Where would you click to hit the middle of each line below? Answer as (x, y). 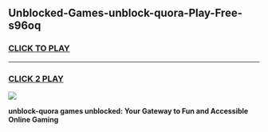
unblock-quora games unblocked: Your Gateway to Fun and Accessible (128, 110)
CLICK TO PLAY (39, 49)
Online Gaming (33, 119)
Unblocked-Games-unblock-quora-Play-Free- (126, 13)
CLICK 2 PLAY (36, 78)
